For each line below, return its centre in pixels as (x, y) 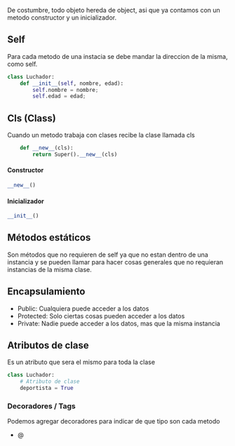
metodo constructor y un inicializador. (62, 18)
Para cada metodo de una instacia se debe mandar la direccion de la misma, (117, 56)
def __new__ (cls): (47, 148)
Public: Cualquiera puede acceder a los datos (83, 309)
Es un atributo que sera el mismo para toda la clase (81, 362)
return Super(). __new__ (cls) (75, 154)
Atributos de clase (48, 345)
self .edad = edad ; (59, 96)
